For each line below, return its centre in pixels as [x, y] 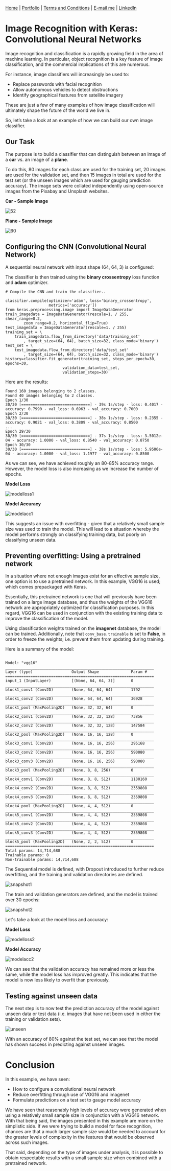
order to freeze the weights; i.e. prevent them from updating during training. [85, 639]
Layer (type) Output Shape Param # [76, 672]
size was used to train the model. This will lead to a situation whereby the [82, 529]
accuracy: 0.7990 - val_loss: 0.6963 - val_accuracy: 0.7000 [72, 409]
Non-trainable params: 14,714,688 [42, 860]
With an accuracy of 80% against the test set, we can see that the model [82, 1039]
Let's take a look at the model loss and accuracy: [57, 920]
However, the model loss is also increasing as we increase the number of [82, 469]
